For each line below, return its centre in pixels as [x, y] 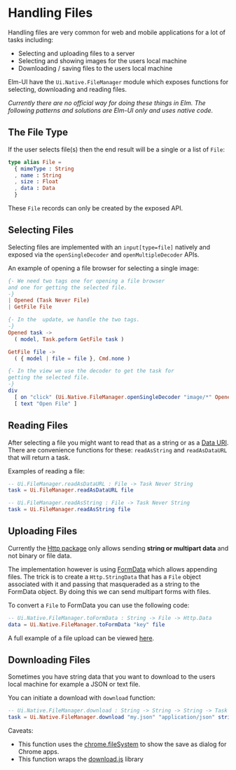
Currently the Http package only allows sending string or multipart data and [118, 548]
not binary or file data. [40, 555]
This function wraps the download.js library [81, 759]
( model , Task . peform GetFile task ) [69, 339]
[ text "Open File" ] [46, 404]
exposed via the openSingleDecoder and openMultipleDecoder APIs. [104, 255]
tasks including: [31, 39]
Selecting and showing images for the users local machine [103, 60]
